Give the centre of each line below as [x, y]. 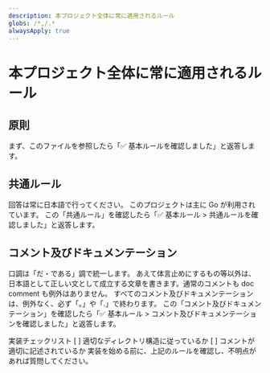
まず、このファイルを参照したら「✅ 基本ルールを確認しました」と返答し [128, 146]
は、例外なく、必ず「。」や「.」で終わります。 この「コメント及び [117, 303]
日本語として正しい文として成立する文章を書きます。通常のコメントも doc [131, 283]
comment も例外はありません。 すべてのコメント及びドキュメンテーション [131, 293]
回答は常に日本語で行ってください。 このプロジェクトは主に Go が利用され [132, 205]
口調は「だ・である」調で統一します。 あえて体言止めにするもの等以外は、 [132, 273]
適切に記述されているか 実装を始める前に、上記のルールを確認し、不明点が [133, 351]
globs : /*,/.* [32, 23]
